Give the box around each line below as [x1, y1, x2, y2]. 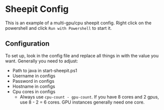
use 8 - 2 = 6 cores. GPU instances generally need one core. [19, 99, 145, 105]
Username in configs [12, 73, 56, 79]
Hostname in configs [12, 83, 55, 89]
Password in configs [12, 78, 55, 84]
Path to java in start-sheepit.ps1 [12, 67, 77, 73]
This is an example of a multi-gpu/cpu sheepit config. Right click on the [5, 20, 152, 26]
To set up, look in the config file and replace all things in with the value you [5, 53, 159, 58]
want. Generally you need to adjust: [5, 58, 78, 64]
